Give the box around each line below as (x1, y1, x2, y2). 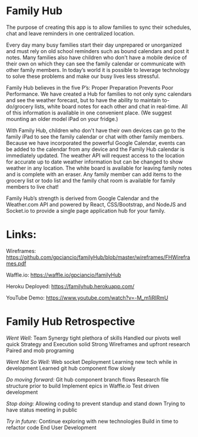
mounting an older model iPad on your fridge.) (6, 115, 118, 122)
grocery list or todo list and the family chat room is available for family (6, 177, 176, 184)
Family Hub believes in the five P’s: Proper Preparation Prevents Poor (6, 84, 174, 91)
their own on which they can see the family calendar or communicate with (6, 60, 186, 67)
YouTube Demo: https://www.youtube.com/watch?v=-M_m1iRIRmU (6, 294, 169, 301)
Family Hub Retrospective (6, 315, 136, 328)
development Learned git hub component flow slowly (6, 364, 136, 372)
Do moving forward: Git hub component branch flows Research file (6, 376, 169, 383)
